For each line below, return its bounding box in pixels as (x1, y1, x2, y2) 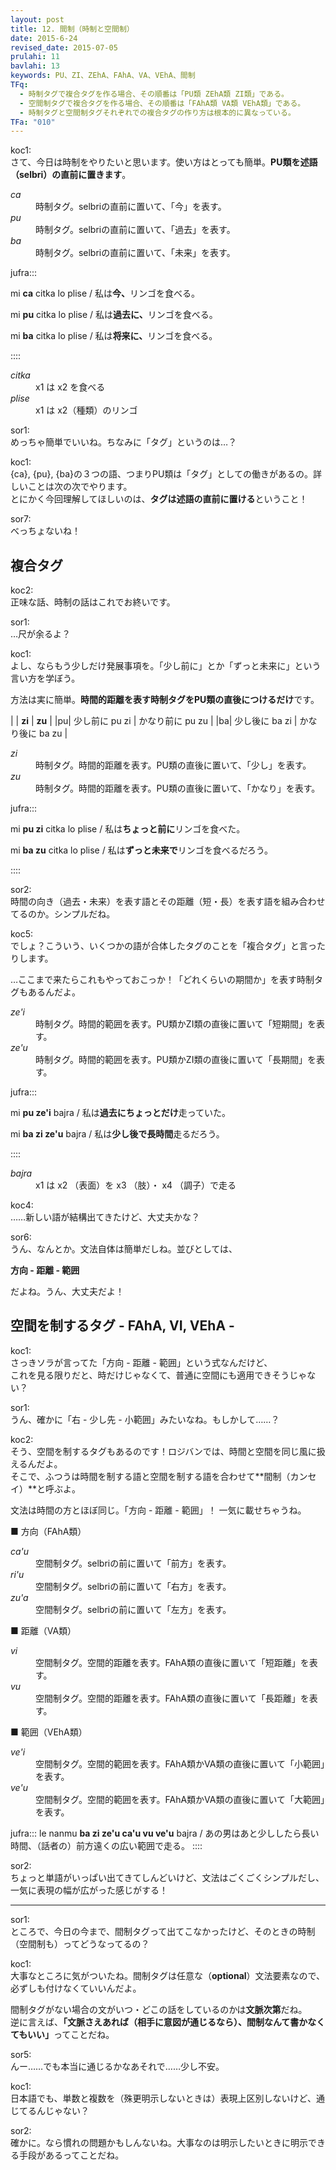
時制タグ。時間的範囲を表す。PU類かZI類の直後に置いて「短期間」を (35, 1018, 317, 1030)
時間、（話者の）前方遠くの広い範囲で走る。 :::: (10, 1839, 203, 1851)
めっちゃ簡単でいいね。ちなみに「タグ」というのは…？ (10, 436, 238, 448)
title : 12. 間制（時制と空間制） (10, 24, 135, 34)
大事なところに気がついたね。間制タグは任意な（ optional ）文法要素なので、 (10, 1969, 326, 1981)
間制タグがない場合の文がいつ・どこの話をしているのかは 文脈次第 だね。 (10, 2003, 308, 2015)
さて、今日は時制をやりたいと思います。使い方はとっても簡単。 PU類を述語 (10, 156, 318, 168)
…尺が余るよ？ (10, 628, 72, 640)
